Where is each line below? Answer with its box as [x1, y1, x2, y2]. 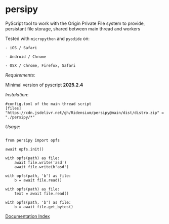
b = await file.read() [14, 177, 62, 183]
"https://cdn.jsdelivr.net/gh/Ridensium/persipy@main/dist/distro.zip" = [5, 110, 164, 115]
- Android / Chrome [5, 54, 47, 59]
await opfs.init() [5, 146, 44, 152]
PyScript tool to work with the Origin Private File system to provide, [5, 20, 145, 26]
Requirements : [5, 72, 35, 78]
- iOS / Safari [5, 45, 37, 50]
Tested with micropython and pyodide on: [5, 35, 90, 42]
